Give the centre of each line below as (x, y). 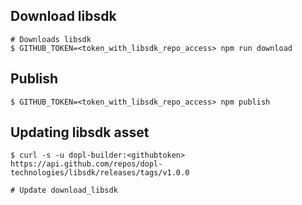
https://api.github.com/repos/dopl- (86, 164)
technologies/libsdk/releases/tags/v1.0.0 (100, 173)
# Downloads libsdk (51, 39)
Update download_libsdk (68, 190)
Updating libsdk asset (80, 132)
